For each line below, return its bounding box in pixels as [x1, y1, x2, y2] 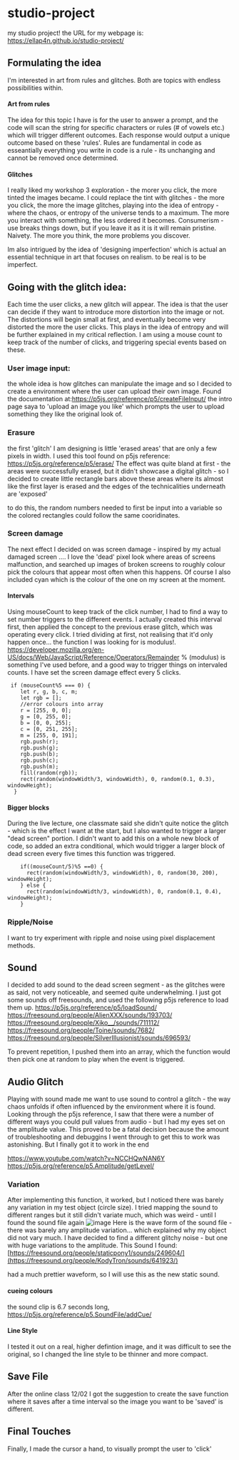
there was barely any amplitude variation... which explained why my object [7, 1226, 227, 1234]
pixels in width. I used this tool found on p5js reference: [7, 451, 171, 460]
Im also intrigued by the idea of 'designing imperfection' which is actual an [7, 245, 227, 254]
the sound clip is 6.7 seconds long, [7, 1302, 110, 1311]
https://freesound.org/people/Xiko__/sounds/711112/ [7, 1019, 160, 1027]
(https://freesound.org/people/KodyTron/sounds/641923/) [7, 1257, 178, 1265]
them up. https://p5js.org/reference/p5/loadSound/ [7, 1003, 157, 1012]
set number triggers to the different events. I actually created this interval [7, 615, 223, 624]
